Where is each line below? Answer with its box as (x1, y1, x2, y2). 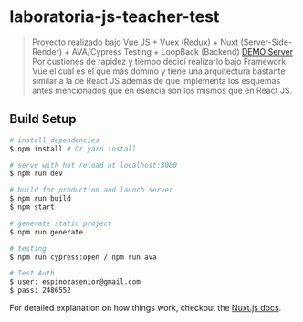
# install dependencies (9, 135, 100, 145)
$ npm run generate (9, 227, 84, 236)
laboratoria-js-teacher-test (9, 6, 220, 27)
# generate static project (9, 219, 112, 228)
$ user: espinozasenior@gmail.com (9, 277, 141, 286)
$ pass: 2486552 (9, 286, 71, 296)
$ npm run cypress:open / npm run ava (9, 253, 157, 262)
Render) (31, 46, 63, 57)
